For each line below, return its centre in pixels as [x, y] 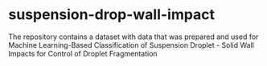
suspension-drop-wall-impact [112, 15]
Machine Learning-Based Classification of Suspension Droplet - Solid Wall [131, 45]
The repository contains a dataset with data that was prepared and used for [133, 37]
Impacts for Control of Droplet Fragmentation [83, 53]
